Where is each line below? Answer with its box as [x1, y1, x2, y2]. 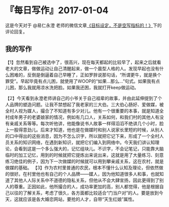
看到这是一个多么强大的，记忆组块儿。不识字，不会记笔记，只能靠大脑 [18, 145, 164, 151]
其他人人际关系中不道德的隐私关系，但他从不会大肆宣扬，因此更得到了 [14, 177, 159, 183]
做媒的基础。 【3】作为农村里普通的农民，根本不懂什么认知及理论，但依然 [5, 165, 159, 171]
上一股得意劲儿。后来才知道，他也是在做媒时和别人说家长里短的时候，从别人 [5, 127, 164, 133]
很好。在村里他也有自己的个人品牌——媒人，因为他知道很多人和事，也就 [9, 171, 159, 177]
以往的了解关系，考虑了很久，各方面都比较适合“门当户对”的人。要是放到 [9, 190, 159, 196]
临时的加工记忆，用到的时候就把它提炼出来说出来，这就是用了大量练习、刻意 [5, 152, 164, 158]
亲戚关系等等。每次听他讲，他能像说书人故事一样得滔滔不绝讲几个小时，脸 [9, 120, 164, 126]
